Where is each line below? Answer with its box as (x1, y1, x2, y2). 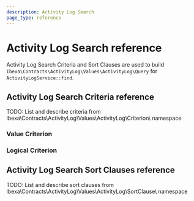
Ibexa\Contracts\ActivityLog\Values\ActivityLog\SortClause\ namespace (6, 188, 188, 195)
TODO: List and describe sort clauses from (6, 181, 114, 188)
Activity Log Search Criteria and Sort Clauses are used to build (6, 61, 164, 68)
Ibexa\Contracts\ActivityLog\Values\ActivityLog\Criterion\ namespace (6, 114, 182, 122)
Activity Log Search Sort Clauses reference (6, 165, 176, 175)
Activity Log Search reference (6, 41, 162, 55)
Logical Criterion (6, 146, 57, 155)
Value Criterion (6, 130, 53, 138)
